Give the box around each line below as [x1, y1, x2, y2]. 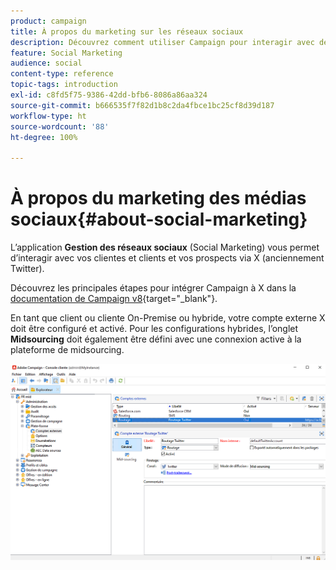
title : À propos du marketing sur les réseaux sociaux [10, 26, 244, 37]
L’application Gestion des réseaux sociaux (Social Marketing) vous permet [10, 241, 320, 254]
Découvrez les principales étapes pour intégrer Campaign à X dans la [10, 282, 297, 294]
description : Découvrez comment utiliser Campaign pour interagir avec [10, 37, 315, 47]
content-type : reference [10, 69, 114, 79]
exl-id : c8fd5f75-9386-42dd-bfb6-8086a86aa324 [10, 90, 208, 100]
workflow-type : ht [10, 111, 87, 121]
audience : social [10, 58, 83, 69]
